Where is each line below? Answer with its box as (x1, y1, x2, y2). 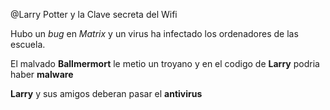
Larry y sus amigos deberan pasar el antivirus (10, 88, 203, 99)
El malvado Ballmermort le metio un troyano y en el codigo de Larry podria (10, 58, 320, 69)
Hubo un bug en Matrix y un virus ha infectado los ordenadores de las (10, 28, 299, 39)
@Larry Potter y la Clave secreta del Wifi (10, 9, 178, 20)
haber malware (10, 69, 74, 80)
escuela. (10, 39, 46, 50)
